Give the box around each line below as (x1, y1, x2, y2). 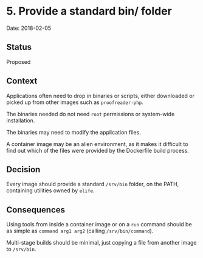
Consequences (6, 204, 66, 215)
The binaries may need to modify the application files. (6, 128, 141, 136)
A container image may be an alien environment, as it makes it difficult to (6, 140, 188, 147)
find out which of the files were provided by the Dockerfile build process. (6, 147, 190, 154)
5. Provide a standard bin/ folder (6, 4, 172, 18)
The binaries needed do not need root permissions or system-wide (6, 110, 175, 117)
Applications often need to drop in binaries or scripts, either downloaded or (6, 92, 194, 99)
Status (6, 42, 32, 52)
